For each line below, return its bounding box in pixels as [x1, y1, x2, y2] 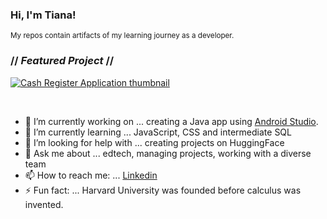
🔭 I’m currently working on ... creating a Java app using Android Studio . [24, 115, 319, 127]
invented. [24, 198, 64, 210]
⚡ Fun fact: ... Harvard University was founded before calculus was [24, 184, 302, 196]
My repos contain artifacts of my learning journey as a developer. [10, 31, 235, 41]
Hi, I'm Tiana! [10, 8, 77, 22]
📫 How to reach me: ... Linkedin [24, 169, 158, 181]
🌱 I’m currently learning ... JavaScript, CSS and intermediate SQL [24, 126, 292, 138]
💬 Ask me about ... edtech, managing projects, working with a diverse [24, 147, 312, 159]
